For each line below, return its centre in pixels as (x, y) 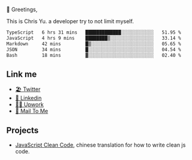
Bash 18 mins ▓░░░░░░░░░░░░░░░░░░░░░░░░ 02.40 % (94, 55)
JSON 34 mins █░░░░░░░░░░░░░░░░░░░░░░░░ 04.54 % (94, 49)
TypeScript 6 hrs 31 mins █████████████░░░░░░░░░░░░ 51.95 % (94, 32)
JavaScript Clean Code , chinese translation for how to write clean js (100, 145)
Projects (23, 130)
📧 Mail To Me (32, 111)
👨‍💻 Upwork (29, 104)
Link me (22, 74)
